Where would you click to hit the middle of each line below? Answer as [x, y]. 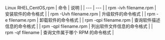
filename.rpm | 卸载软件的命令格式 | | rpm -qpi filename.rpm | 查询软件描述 [85, 20]
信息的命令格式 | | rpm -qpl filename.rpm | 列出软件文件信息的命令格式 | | [79, 26]
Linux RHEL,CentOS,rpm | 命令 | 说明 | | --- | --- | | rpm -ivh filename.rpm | [81, 8]
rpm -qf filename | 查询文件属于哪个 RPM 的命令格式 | [60, 32]
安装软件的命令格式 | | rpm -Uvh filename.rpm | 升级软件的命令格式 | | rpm [80, 14]
